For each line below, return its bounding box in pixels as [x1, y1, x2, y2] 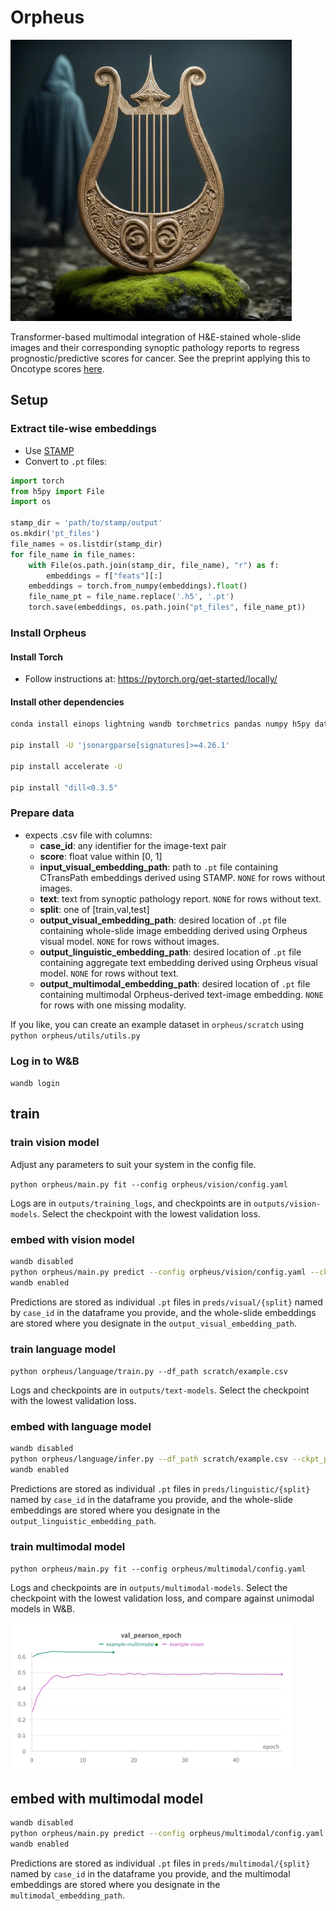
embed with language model [10, 1419, 152, 1433]
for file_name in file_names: [10, 549, 137, 560]
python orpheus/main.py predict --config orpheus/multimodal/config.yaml [10, 1828, 325, 1838]
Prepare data [10, 806, 75, 820]
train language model [10, 1342, 116, 1356]
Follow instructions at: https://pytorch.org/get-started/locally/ [24, 673, 278, 685]
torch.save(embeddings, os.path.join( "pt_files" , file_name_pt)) [28, 602, 307, 613]
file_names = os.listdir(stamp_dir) [10, 539, 163, 549]
